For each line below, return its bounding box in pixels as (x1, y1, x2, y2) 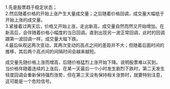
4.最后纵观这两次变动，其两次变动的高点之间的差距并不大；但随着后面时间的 (5, 42, 164, 49)
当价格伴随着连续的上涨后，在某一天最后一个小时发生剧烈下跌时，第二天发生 (5, 66, 165, 72)
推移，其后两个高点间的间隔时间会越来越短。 (5, 49, 99, 55)
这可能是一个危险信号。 (5, 78, 54, 84)
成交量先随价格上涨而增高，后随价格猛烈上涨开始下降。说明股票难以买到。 (5, 59, 160, 65)
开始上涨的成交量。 (5, 17, 46, 23)
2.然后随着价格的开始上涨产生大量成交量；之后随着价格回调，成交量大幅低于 (5, 11, 164, 17)
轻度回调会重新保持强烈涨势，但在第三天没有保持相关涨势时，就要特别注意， (5, 72, 165, 78)
